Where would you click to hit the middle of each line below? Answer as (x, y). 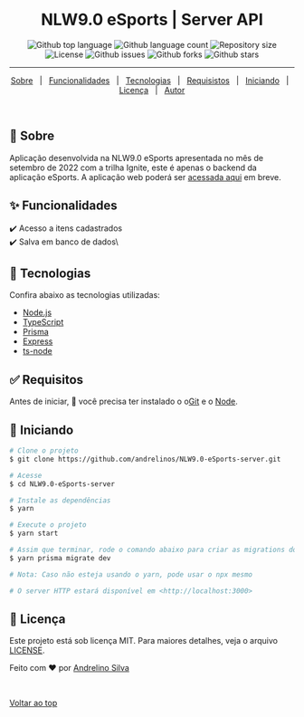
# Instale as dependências (60, 500)
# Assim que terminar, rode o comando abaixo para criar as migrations (147, 550)
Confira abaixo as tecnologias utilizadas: (85, 295)
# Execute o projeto (48, 525)
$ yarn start (34, 534)
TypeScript (43, 322)
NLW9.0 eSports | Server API (152, 20)
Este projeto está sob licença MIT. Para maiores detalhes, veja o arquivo (144, 641)
